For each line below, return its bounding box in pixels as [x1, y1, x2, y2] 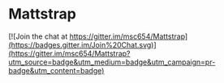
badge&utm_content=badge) [8, 65, 105, 75]
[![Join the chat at [8, 31, 68, 41]
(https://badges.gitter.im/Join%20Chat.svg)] [8, 39, 157, 49]
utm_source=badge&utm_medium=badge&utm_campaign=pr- [8, 57, 216, 67]
